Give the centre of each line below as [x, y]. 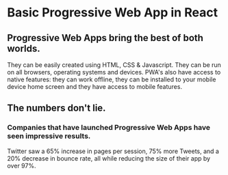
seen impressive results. [49, 136]
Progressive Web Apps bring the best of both [105, 38]
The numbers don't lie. [56, 108]
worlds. [24, 48]
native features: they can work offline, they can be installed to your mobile [112, 79]
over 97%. [22, 165]
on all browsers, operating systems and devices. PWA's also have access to [114, 72]
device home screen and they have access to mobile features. [95, 86]
